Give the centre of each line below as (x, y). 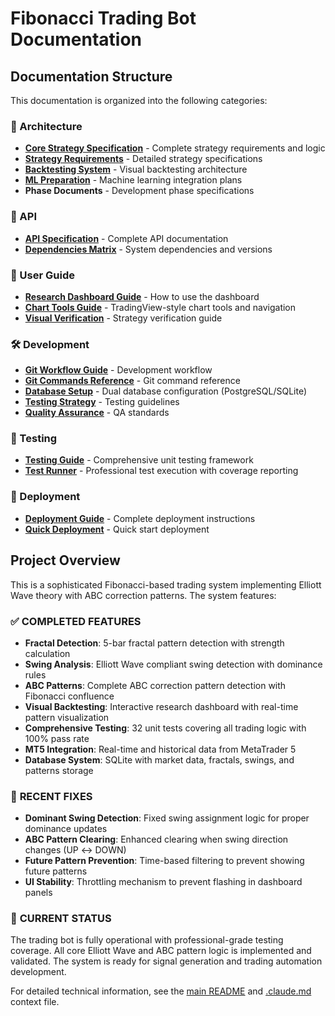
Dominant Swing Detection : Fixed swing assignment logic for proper (167, 818)
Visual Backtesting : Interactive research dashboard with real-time (161, 706)
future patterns (56, 871)
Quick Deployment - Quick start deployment (117, 529)
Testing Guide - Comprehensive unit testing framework (139, 460)
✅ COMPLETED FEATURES (76, 621)
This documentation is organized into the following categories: (139, 100)
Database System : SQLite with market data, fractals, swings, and (159, 759)
